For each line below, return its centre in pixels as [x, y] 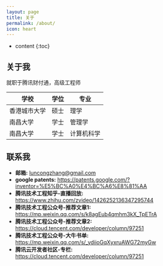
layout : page [23, 12]
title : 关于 [20, 18]
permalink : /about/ [31, 23]
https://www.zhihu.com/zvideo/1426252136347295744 [84, 200]
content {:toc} [32, 46]
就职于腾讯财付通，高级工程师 [43, 83]
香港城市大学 [28, 111]
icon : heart [21, 29]
